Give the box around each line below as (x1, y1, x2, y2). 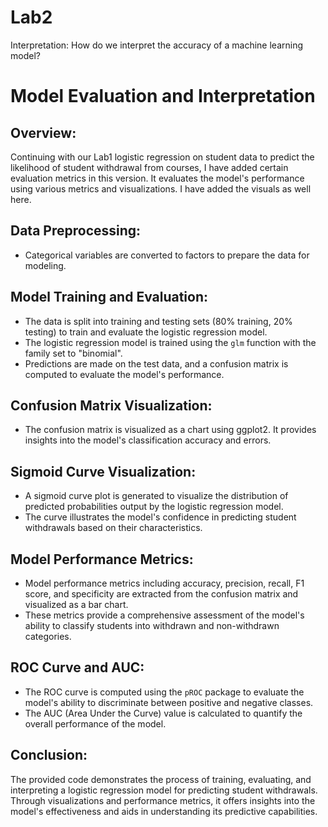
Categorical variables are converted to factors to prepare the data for (24, 249, 310, 261)
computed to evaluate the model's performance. (24, 368, 225, 380)
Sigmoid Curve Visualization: (10, 463, 197, 480)
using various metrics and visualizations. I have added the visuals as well (10, 182, 312, 195)
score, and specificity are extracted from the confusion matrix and (24, 588, 299, 600)
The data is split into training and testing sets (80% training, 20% (24, 315, 293, 327)
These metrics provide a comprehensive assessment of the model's (24, 609, 305, 621)
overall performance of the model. (24, 717, 167, 730)
